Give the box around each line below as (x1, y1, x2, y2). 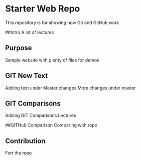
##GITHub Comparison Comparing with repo (5, 122, 98, 128)
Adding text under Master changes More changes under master (5, 84, 136, 90)
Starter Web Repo (5, 3, 80, 14)
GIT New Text (5, 71, 48, 80)
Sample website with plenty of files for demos (5, 57, 100, 63)
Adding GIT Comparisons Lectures (5, 112, 76, 118)
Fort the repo (5, 150, 32, 156)
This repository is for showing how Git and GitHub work (5, 19, 119, 25)
